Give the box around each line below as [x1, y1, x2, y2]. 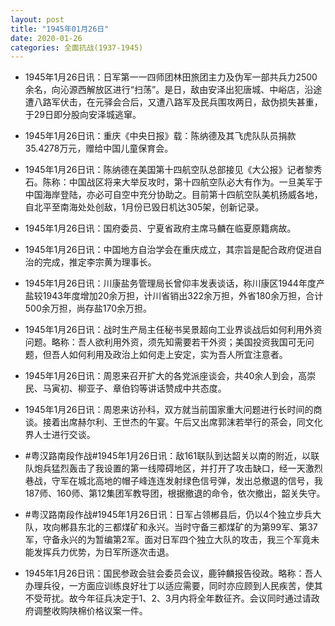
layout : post [10, 14, 65, 25]
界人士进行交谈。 [24, 429, 96, 441]
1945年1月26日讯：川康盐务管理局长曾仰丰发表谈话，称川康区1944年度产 [24, 277, 325, 290]
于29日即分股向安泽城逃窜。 [24, 109, 142, 121]
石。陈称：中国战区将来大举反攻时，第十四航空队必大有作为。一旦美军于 [24, 176, 323, 188]
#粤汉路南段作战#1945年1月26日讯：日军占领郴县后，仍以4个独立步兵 [24, 509, 313, 521]
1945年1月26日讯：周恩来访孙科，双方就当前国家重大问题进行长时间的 [24, 404, 314, 416]
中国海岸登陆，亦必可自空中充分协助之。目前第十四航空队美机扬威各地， [24, 189, 323, 201]
